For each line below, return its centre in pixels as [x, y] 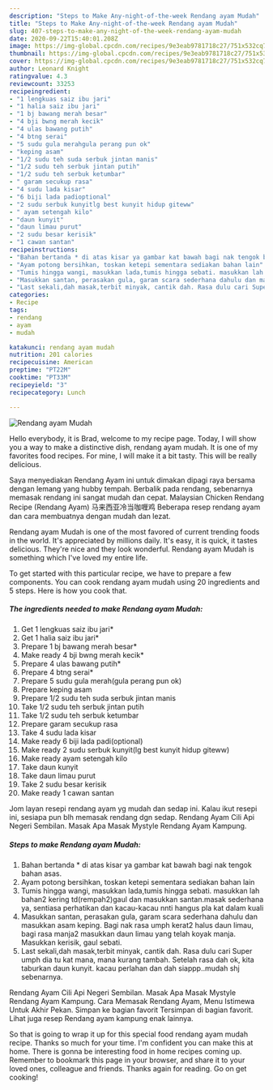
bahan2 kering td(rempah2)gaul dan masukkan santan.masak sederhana [142, 899]
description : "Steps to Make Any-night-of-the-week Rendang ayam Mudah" [134, 16]
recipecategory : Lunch [47, 393]
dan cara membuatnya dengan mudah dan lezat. [90, 516]
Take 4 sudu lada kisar [58, 733]
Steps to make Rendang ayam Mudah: [75, 845]
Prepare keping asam [56, 689]
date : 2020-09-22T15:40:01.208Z [64, 39]
